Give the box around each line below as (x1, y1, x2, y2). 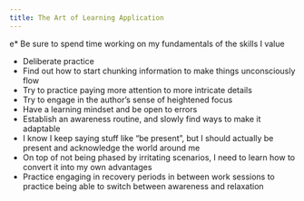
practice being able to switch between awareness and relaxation (22, 180, 265, 191)
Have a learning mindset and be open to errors (22, 103, 198, 114)
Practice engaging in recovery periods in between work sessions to (22, 171, 275, 182)
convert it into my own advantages (22, 161, 152, 172)
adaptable (22, 123, 61, 134)
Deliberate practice (22, 55, 95, 66)
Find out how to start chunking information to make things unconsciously (22, 65, 296, 76)
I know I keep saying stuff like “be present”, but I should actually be (22, 132, 274, 143)
